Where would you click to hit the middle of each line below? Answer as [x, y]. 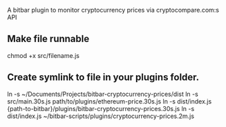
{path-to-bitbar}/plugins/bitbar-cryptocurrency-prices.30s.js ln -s [101, 108]
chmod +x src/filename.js [43, 55]
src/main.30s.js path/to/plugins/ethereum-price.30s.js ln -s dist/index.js [110, 101]
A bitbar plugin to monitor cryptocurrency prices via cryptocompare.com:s [113, 10]
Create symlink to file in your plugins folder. [103, 78]
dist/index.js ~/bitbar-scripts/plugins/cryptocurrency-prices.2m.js [101, 116]
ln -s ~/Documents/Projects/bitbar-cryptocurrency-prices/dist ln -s [103, 94]
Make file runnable [48, 39]
